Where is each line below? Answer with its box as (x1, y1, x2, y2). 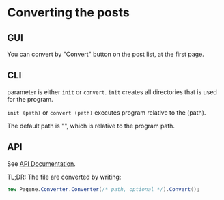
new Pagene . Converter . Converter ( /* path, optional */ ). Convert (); (7, 186, 200, 192)
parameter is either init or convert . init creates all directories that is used (7, 87, 217, 96)
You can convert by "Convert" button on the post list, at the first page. (7, 50, 205, 58)
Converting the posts (7, 5, 130, 20)
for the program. (7, 95, 53, 103)
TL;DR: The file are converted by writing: (7, 173, 122, 181)
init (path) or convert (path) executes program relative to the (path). (7, 108, 206, 117)
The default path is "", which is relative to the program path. (7, 122, 176, 130)
